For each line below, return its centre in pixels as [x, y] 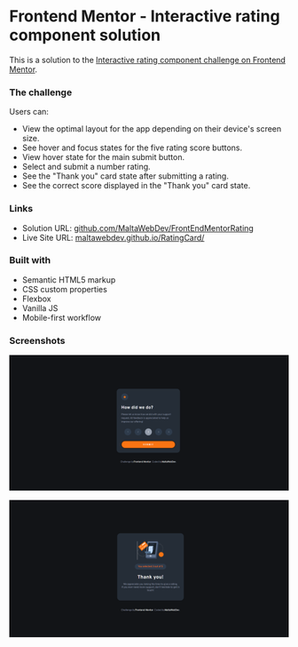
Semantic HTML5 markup [69, 280]
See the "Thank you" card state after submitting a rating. [125, 176]
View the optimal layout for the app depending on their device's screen [152, 129]
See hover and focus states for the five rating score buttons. [132, 148]
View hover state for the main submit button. [103, 157]
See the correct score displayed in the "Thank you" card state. [136, 186]
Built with [30, 260]
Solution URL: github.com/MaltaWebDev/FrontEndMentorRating [138, 228]
